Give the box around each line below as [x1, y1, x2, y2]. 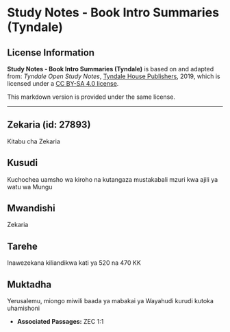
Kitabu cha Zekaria [7, 137, 60, 145]
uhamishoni [7, 304, 40, 313]
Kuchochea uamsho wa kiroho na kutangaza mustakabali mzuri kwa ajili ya [7, 175, 218, 183]
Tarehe [7, 240, 38, 252]
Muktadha [7, 278, 52, 290]
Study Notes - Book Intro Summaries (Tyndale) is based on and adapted [7, 65, 214, 73]
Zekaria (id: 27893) [7, 119, 91, 131]
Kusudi [7, 157, 38, 169]
